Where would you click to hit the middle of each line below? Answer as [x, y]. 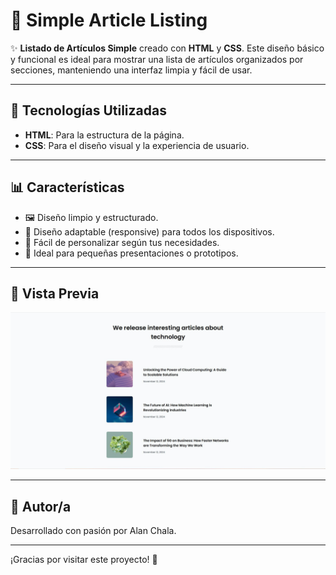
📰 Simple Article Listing [109, 20]
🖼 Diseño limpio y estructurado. [91, 217]
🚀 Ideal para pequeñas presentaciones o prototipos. [131, 253]
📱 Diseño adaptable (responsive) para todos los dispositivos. [149, 231]
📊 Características [67, 187]
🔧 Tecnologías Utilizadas [88, 110]
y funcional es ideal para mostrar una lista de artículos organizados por [157, 59]
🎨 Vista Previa [55, 293]
